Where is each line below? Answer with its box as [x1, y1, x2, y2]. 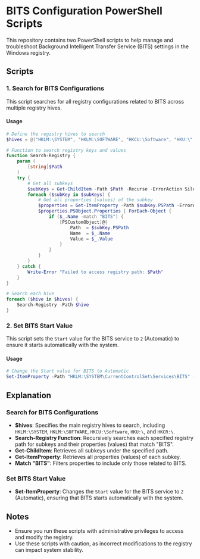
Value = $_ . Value [70, 236, 113, 242]
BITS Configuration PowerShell [6, 4, 162, 18]
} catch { [17, 263, 42, 269]
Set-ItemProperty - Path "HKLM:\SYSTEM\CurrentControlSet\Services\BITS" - [6, 374, 196, 380]
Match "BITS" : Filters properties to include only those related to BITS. [14, 460, 187, 467]
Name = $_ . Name [70, 230, 111, 236]
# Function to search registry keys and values [6, 147, 127, 153]
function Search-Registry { [6, 153, 76, 159]
